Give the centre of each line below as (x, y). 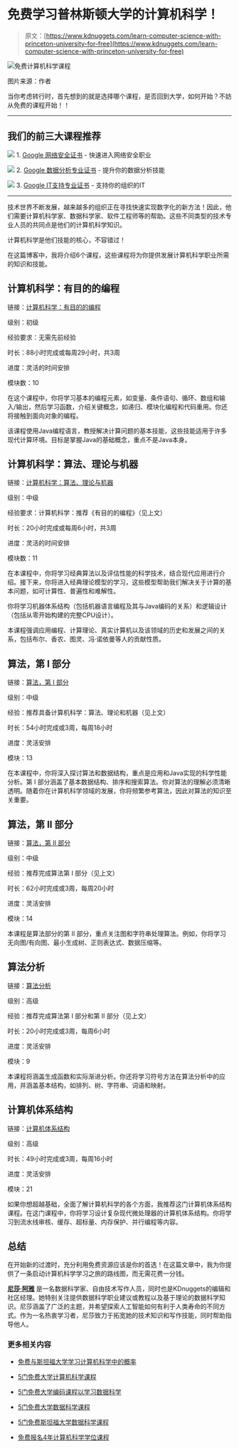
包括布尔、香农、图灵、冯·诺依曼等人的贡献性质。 (92, 639)
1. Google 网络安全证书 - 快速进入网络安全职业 (84, 154)
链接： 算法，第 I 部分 (38, 682)
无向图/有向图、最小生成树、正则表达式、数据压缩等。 (86, 943)
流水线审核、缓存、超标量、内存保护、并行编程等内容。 (101, 1222)
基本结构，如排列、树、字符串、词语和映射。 (103, 1085)
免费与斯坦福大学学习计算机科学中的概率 (77, 1361)
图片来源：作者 (29, 81)
